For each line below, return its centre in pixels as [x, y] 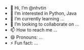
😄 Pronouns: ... [26, 37]
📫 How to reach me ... [34, 30]
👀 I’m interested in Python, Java [43, 13]
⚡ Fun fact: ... [24, 43]
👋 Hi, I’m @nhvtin [28, 8]
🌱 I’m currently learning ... [37, 19]
